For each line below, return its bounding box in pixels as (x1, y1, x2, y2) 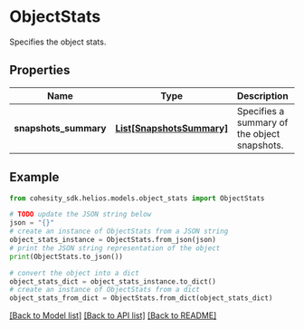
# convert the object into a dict (9, 268, 140, 277)
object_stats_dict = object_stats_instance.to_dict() (9, 276, 217, 286)
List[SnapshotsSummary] (115, 121, 229, 134)
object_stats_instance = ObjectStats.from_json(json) (9, 236, 217, 245)
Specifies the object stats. (9, 36, 107, 47)
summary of (236, 116, 289, 129)
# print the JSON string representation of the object (9, 243, 221, 253)
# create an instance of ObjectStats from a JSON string (9, 227, 229, 237)
